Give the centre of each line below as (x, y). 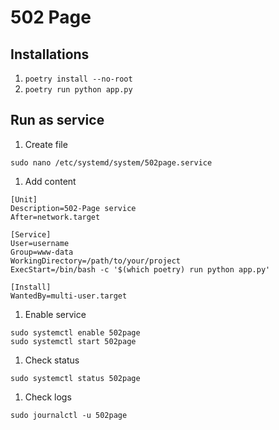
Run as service (57, 120)
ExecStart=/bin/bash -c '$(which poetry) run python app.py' (140, 269)
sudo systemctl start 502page (73, 341)
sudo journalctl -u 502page (69, 415)
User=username (40, 243)
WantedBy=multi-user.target (69, 296)
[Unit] (24, 199)
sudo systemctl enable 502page (75, 332)
